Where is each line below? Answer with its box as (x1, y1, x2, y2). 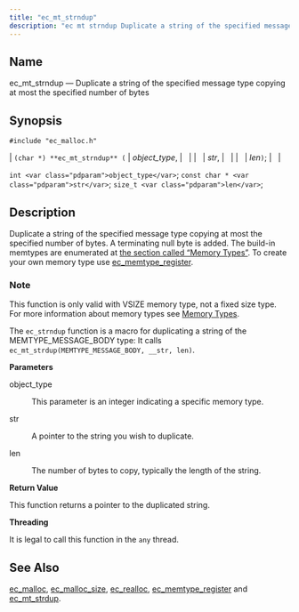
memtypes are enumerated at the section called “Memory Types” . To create (9, 246, 287, 258)
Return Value (9, 482, 59, 494)
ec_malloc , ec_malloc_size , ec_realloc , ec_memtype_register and (9, 584, 247, 594)
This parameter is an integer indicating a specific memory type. (31, 397, 264, 407)
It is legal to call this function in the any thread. (9, 535, 180, 545)
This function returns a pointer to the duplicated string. (9, 500, 211, 511)
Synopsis (9, 113, 62, 128)
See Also (9, 560, 60, 575)
